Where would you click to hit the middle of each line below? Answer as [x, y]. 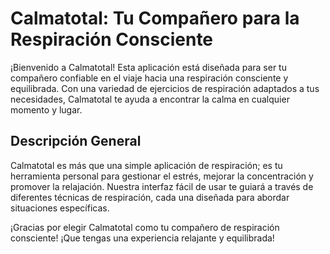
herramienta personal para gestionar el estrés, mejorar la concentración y [162, 176]
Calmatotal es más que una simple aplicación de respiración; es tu [146, 165]
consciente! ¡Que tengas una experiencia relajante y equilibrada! [142, 238]
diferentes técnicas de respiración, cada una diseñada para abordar [150, 197]
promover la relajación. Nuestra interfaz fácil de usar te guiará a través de [162, 186]
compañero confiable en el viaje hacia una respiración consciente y [149, 78]
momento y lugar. [46, 109]
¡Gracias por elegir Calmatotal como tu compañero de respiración [145, 227]
